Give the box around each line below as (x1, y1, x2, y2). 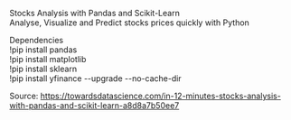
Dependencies (9, 35, 64, 45)
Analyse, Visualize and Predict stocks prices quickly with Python (9, 17, 250, 28)
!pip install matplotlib (9, 54, 87, 64)
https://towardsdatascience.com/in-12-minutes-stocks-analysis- (40, 90, 282, 101)
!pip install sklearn (9, 63, 78, 74)
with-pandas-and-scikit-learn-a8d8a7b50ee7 (9, 100, 180, 111)
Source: (9, 90, 39, 101)
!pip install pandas (9, 44, 78, 55)
